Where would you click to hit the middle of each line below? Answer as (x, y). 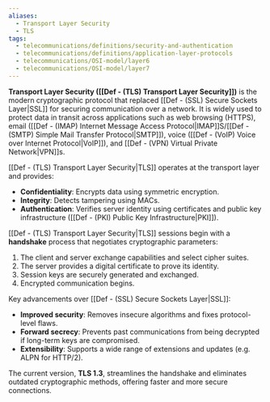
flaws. (48, 323)
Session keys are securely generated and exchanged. (110, 274)
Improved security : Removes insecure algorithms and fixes (119, 314)
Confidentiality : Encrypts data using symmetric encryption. (120, 192)
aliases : (23, 16)
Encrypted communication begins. (77, 283)
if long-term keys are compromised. (80, 340)
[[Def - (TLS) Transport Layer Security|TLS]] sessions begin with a (119, 233)
